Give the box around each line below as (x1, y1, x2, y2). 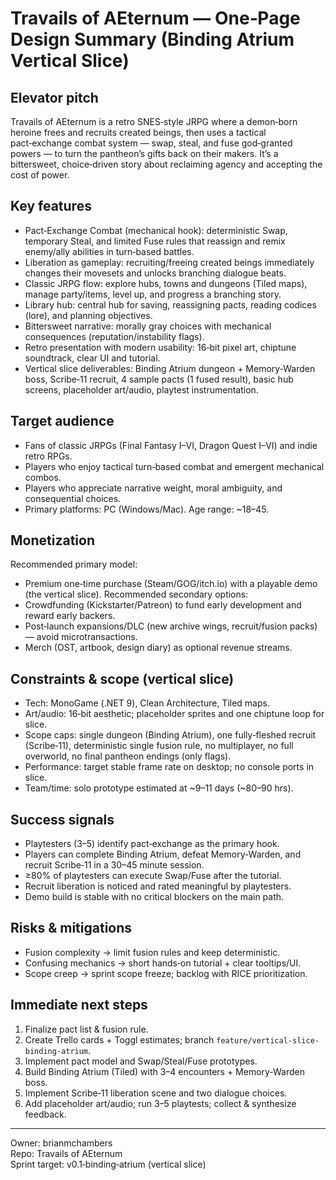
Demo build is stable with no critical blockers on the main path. (24, 891, 285, 903)
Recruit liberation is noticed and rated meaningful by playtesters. (24, 880, 292, 892)
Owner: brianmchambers (10, 1137, 113, 1149)
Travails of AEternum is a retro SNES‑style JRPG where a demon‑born (10, 116, 298, 127)
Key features (10, 198, 92, 215)
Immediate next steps (10, 997, 148, 1014)
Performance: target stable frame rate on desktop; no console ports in (24, 761, 315, 773)
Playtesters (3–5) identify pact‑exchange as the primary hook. (24, 838, 280, 850)
